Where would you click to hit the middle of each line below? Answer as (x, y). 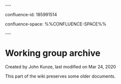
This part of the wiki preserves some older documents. (60, 76)
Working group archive (53, 53)
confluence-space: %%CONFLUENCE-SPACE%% (56, 24)
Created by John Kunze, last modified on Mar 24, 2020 (60, 66)
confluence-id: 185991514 (31, 14)
